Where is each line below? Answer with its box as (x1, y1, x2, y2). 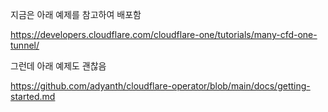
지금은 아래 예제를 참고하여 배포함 (10, 9, 142, 20)
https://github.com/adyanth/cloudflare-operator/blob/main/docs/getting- (10, 80, 311, 92)
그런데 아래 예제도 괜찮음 (10, 60, 107, 72)
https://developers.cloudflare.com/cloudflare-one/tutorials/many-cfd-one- (10, 29, 318, 40)
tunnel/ (10, 39, 40, 51)
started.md (10, 91, 56, 102)
